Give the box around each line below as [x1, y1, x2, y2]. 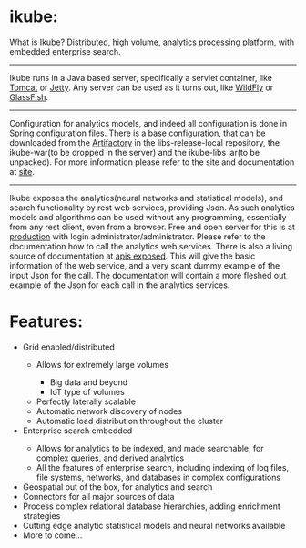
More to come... [22, 530, 83, 541]
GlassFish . [9, 91, 48, 102]
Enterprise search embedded [22, 425, 133, 436]
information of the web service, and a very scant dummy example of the [9, 259, 280, 270]
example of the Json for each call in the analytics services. [9, 279, 230, 290]
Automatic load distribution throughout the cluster [36, 415, 224, 426]
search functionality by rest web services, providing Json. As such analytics [9, 202, 295, 213]
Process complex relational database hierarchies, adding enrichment [22, 501, 280, 512]
